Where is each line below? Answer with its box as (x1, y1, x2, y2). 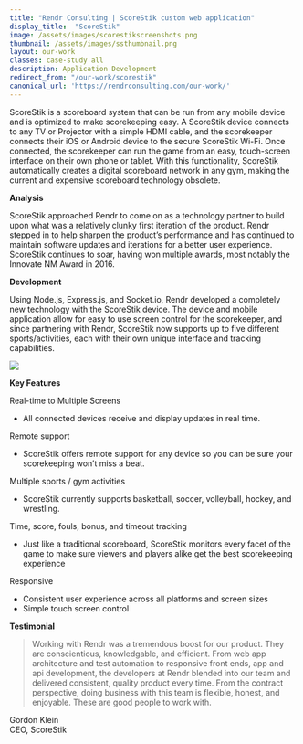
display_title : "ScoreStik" (9, 22, 120, 31)
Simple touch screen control (22, 602, 130, 613)
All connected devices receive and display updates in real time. (22, 412, 261, 423)
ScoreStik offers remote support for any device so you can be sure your (22, 448, 294, 459)
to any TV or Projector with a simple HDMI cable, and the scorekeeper (9, 125, 273, 137)
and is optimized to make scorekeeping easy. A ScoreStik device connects (9, 116, 290, 127)
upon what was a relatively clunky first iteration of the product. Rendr (9, 219, 270, 230)
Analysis (9, 192, 44, 203)
